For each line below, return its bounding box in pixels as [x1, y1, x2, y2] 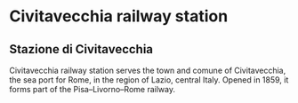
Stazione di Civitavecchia [9, 42, 154, 57]
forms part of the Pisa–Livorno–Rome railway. [9, 84, 176, 94]
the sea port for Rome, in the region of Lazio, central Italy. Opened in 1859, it [9, 75, 289, 85]
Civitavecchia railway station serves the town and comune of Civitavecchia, [9, 65, 286, 75]
